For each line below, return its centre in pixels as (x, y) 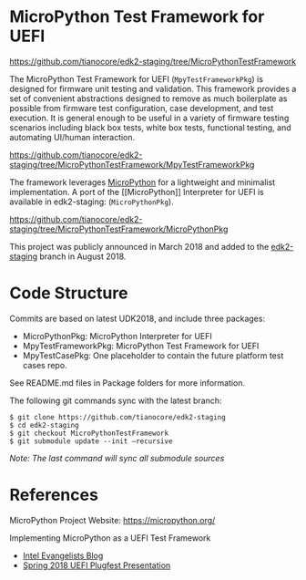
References (54, 495)
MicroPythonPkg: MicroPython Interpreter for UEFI (117, 336)
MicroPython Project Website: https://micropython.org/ (112, 520)
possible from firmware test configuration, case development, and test (142, 108)
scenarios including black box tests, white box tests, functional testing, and (150, 127)
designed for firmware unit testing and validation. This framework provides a (153, 88)
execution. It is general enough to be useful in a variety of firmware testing (149, 118)
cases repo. (45, 365)
